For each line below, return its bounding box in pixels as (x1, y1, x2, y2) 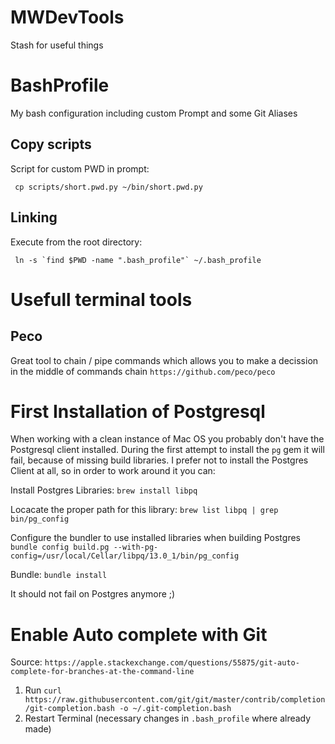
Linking (10, 209, 58, 226)
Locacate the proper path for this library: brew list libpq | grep (10, 504, 279, 516)
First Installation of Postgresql (10, 400, 266, 423)
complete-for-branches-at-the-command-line (10, 667, 195, 677)
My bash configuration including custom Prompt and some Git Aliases (10, 107, 298, 119)
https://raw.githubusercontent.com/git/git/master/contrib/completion (24, 695, 326, 705)
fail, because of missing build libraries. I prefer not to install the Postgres (10, 454, 309, 466)
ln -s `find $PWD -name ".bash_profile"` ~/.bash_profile (14, 255, 262, 265)
